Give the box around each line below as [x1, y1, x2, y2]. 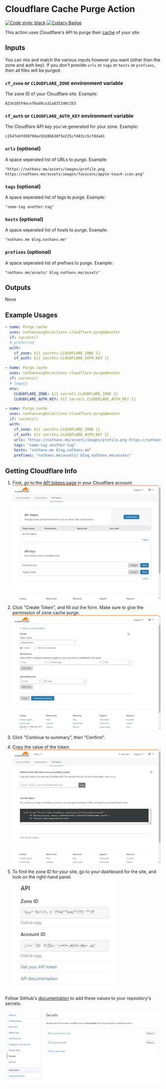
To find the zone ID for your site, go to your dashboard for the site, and [12, 868, 157, 875]
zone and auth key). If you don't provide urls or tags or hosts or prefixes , [5, 62, 156, 68]
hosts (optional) [5, 216, 43, 223]
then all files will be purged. [5, 67, 61, 73]
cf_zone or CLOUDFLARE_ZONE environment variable [5, 80, 124, 86]
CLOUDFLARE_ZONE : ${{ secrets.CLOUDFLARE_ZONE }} [14, 391, 119, 396]
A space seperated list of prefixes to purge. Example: [5, 260, 114, 266]
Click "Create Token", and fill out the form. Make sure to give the [12, 604, 144, 610]
